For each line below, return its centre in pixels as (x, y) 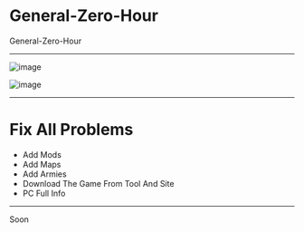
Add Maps (42, 164)
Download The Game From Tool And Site (98, 183)
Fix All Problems (71, 130)
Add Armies (44, 174)
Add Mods (42, 154)
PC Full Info (44, 193)
